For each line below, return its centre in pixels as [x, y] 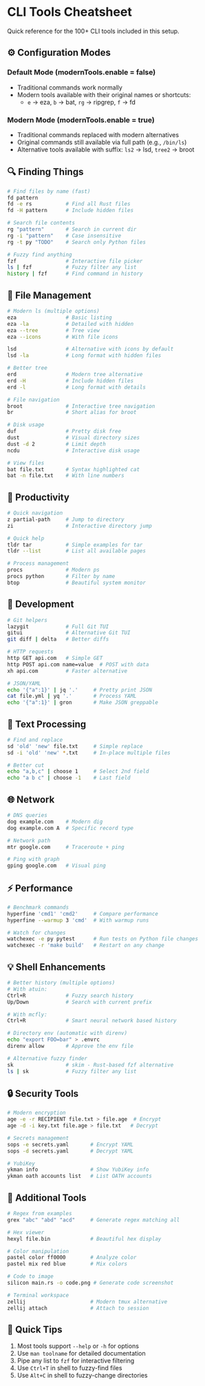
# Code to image [30, 1276]
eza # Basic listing [60, 318]
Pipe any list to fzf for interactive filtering [76, 1361]
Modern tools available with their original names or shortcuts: [104, 94]
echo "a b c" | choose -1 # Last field [69, 778]
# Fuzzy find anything [40, 255]
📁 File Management [49, 295]
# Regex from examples [40, 1214]
